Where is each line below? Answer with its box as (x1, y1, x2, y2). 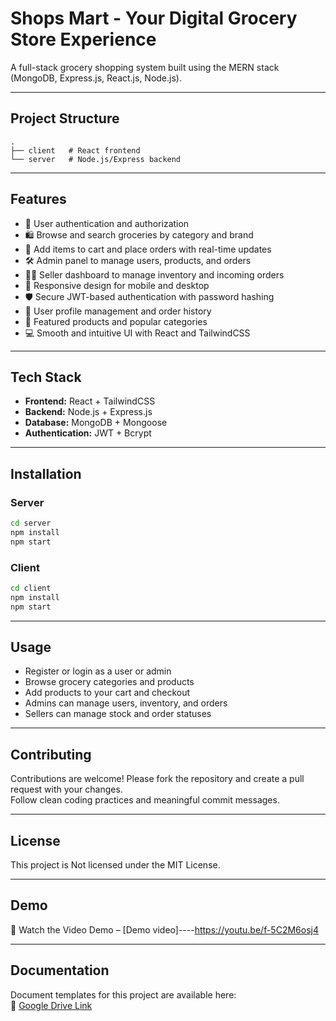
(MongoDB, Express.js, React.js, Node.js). (10, 72, 182, 84)
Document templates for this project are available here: (10, 988, 237, 1001)
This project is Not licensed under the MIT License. (10, 859, 221, 871)
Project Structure (10, 110, 120, 127)
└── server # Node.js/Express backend (10, 154, 182, 164)
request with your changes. (10, 783, 123, 796)
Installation (10, 465, 82, 482)
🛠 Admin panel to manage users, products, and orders (24, 254, 252, 266)
